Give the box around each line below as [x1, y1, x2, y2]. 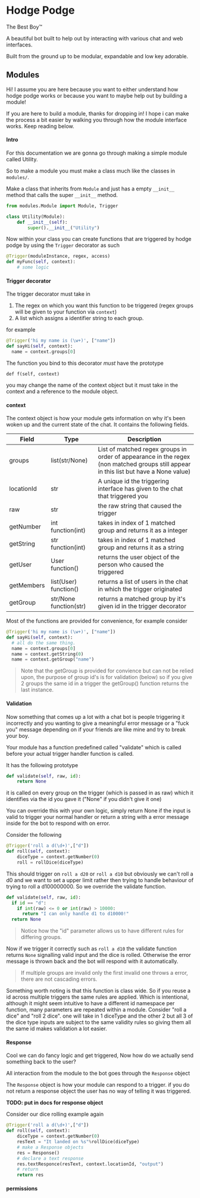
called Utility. [6, 155, 38, 162]
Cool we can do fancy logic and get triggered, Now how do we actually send [6, 1052, 194, 1059]
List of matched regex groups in [98, 445, 187, 453]
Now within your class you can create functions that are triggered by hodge [6, 236, 192, 243]
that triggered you [98, 492, 148, 501]
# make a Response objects [17, 1144, 84, 1150]
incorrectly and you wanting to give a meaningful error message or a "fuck [6, 720, 189, 727]
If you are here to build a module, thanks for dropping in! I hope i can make [6, 110, 189, 117]
